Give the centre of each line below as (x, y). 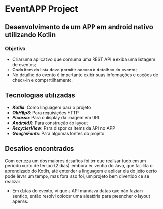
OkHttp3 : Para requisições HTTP (46, 112)
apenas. (20, 201)
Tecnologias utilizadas (40, 96)
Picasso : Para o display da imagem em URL (56, 117)
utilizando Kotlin (31, 35)
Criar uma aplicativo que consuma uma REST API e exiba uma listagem (84, 59)
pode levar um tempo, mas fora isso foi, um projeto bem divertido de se (77, 176)
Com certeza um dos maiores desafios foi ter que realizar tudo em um (76, 161)
